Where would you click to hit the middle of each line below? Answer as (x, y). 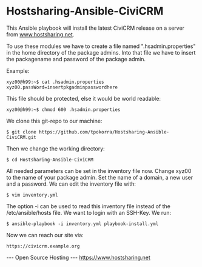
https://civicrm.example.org (43, 246)
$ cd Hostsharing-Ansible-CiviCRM (50, 160)
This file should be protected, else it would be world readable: (83, 98)
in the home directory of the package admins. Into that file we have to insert (101, 52)
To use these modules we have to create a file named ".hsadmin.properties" (101, 46)
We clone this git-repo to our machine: (54, 121)
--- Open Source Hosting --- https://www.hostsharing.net (78, 257)
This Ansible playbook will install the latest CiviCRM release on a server (96, 28)
